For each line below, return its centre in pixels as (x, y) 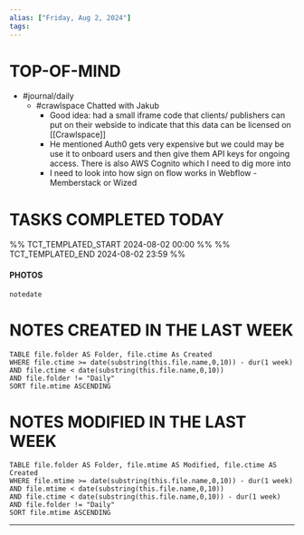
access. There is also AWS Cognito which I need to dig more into (170, 163)
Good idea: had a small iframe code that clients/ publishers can (167, 115)
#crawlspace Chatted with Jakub (98, 106)
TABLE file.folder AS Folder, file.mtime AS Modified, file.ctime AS (143, 465)
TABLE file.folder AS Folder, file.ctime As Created (111, 355)
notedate (26, 294)
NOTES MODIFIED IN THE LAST (128, 422)
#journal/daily (48, 96)
